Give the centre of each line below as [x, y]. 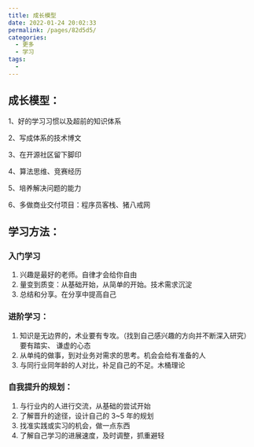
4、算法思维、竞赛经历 [45, 171]
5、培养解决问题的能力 [45, 188]
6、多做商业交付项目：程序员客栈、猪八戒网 [79, 205]
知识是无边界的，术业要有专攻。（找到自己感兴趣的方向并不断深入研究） [135, 335]
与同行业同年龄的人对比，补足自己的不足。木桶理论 [102, 365]
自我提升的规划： [40, 387]
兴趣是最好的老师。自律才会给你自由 [78, 275]
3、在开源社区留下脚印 [45, 154]
